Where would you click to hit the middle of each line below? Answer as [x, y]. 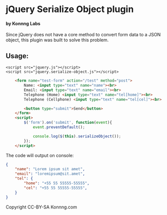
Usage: [17, 56]
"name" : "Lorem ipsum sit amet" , [50, 169]
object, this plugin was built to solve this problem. [57, 40]
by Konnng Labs [23, 23]
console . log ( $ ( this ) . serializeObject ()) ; [77, 136]
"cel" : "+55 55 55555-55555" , [55, 188]
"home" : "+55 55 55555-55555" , [57, 183]
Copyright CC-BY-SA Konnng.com [41, 207]
